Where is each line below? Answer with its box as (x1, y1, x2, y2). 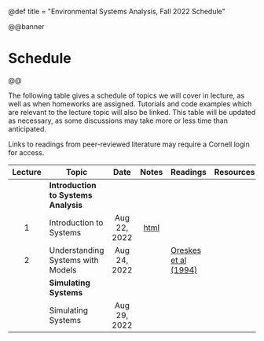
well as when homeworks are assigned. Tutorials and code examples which (8, 98, 252, 109)
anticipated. (8, 124, 47, 133)
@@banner (8, 22, 45, 31)
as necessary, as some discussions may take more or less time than (8, 116, 228, 125)
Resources (214, 166, 255, 177)
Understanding (49, 244, 104, 255)
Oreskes (170, 244, 202, 255)
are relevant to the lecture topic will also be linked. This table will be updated (8, 107, 256, 117)
